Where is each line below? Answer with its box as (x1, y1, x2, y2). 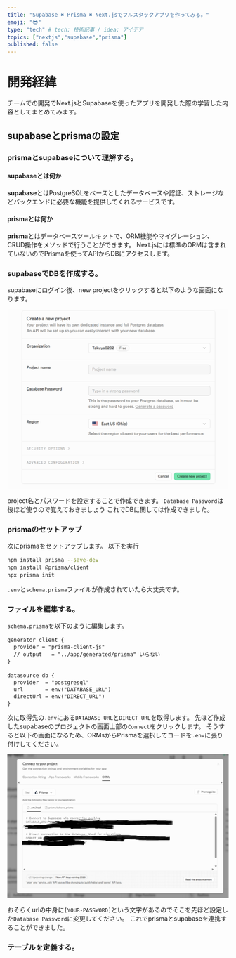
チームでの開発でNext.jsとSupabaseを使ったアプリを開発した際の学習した (7, 99, 223, 107)
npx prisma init (7, 572, 55, 579)
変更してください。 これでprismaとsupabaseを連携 (72, 914, 221, 923)
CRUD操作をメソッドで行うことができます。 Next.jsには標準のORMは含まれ (7, 240, 227, 249)
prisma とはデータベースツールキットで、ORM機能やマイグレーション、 (7, 232, 214, 240)
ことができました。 (13, 923, 69, 931)
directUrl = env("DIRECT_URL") (13, 693, 105, 700)
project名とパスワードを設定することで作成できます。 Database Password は (7, 497, 223, 505)
